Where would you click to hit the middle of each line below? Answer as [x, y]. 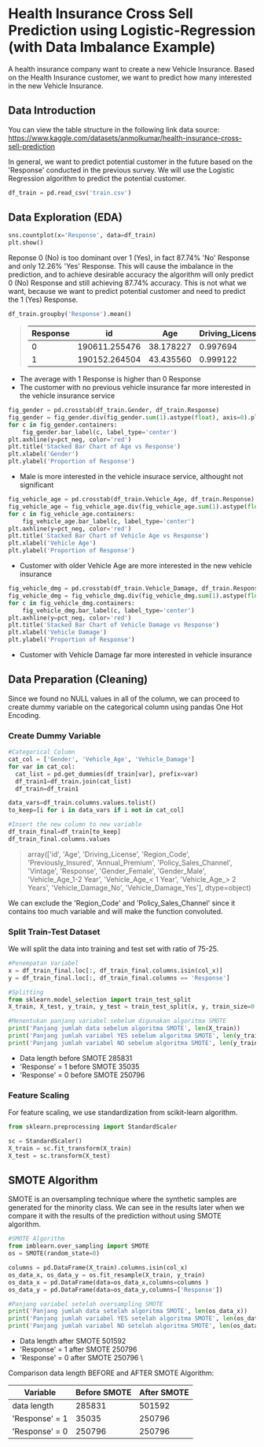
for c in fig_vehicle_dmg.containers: [71, 603]
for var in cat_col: [42, 766]
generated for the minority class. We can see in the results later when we [126, 1207]
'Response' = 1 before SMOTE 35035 [79, 1066]
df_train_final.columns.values [59, 839]
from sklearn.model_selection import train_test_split [100, 999]
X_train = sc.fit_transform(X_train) [70, 1148]
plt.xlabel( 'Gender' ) [44, 454]
